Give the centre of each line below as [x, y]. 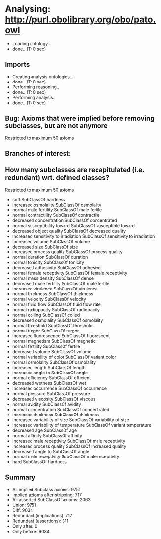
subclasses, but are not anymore [56, 126]
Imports [17, 64]
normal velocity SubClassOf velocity [49, 299]
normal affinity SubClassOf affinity [47, 435]
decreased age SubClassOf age [45, 430]
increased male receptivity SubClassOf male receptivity [69, 441]
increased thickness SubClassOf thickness [56, 415]
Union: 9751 [24, 505]
